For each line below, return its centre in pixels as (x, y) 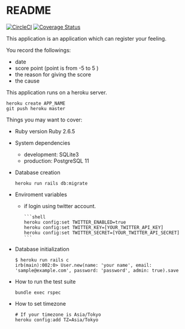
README (29, 10)
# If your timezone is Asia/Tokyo (58, 315)
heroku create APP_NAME (36, 103)
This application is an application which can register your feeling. (86, 38)
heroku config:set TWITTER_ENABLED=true (75, 222)
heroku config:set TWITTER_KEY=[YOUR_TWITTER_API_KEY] (93, 227)
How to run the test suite (45, 281)
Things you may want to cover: (44, 120)
